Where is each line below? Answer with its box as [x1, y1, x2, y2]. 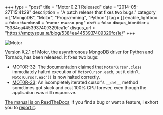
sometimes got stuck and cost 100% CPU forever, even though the [12, 85, 147, 90]
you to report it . [5, 105, 37, 110]
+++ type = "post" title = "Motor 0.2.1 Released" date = [5, 4, 116, 10]
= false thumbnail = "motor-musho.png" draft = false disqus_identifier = [5, 20, 150, 25]
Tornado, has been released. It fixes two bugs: [5, 54, 99, 60]
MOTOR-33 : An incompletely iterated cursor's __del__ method [12, 79, 138, 85]
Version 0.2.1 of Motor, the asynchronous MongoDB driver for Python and [5, 49, 153, 55]
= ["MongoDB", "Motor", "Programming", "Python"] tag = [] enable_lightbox [5, 15, 158, 20]
